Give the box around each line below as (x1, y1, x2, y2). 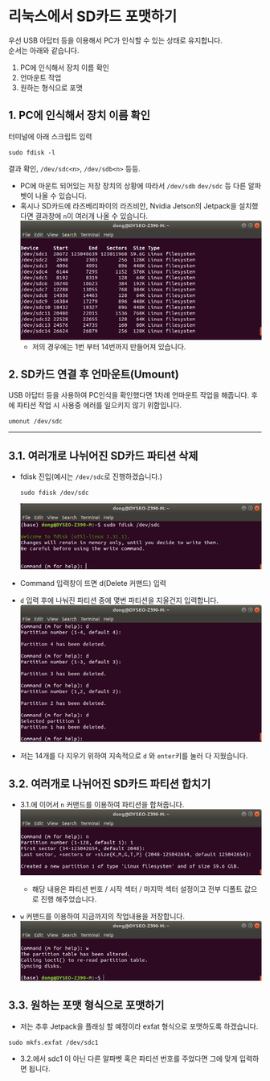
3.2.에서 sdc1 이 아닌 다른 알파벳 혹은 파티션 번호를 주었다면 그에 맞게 (19, 1054, 239, 1063)
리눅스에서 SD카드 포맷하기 (8, 7, 178, 26)
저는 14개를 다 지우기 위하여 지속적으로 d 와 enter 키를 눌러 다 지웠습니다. (19, 751, 248, 761)
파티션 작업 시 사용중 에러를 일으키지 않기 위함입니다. (16, 400, 182, 411)
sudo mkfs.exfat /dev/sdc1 (8, 1038, 99, 1046)
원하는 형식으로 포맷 (19, 82, 83, 93)
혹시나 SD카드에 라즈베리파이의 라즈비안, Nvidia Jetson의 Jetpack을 (19, 200, 237, 210)
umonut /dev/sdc (8, 418, 63, 426)
